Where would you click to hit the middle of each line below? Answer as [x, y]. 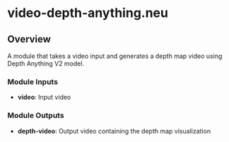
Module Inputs [33, 81]
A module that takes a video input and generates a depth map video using [115, 56]
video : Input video [44, 97]
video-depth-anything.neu [88, 13]
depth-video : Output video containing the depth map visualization [114, 131]
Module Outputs [36, 116]
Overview [29, 39]
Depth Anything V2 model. [46, 64]
